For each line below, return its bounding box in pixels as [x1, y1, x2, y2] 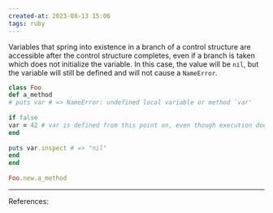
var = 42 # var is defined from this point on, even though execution [8, 121, 253, 129]
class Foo [8, 83, 42, 92]
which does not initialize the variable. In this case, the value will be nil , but [8, 59, 259, 69]
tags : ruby [8, 20, 45, 28]
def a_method [8, 91, 53, 99]
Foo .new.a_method [8, 174, 67, 182]
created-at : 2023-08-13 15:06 [8, 11, 111, 20]
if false [8, 114, 38, 122]
